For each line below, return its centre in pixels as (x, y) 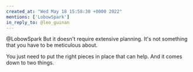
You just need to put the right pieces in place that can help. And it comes (94, 57)
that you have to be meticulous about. (52, 45)
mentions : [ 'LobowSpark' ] (38, 17)
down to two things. (30, 63)
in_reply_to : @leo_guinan (38, 22)
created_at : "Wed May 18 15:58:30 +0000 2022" (64, 11)
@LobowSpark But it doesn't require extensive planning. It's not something (97, 39)
